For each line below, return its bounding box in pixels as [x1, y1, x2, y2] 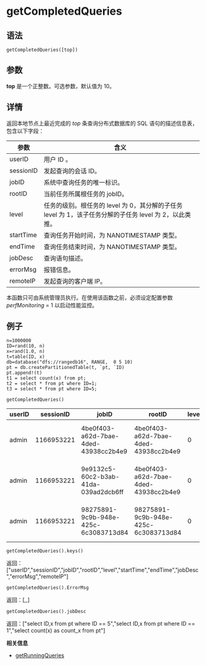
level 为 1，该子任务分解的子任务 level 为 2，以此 [44, 210, 185, 219]
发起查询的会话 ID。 [44, 167, 101, 175]
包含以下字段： [6, 127, 44, 134]
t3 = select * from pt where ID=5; [6, 386, 97, 392]
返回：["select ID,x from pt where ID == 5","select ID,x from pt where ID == [6, 620, 196, 628]
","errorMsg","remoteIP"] [6, 573, 69, 580]
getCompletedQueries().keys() [6, 548, 84, 554]
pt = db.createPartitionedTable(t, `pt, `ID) [6, 365, 124, 371]
